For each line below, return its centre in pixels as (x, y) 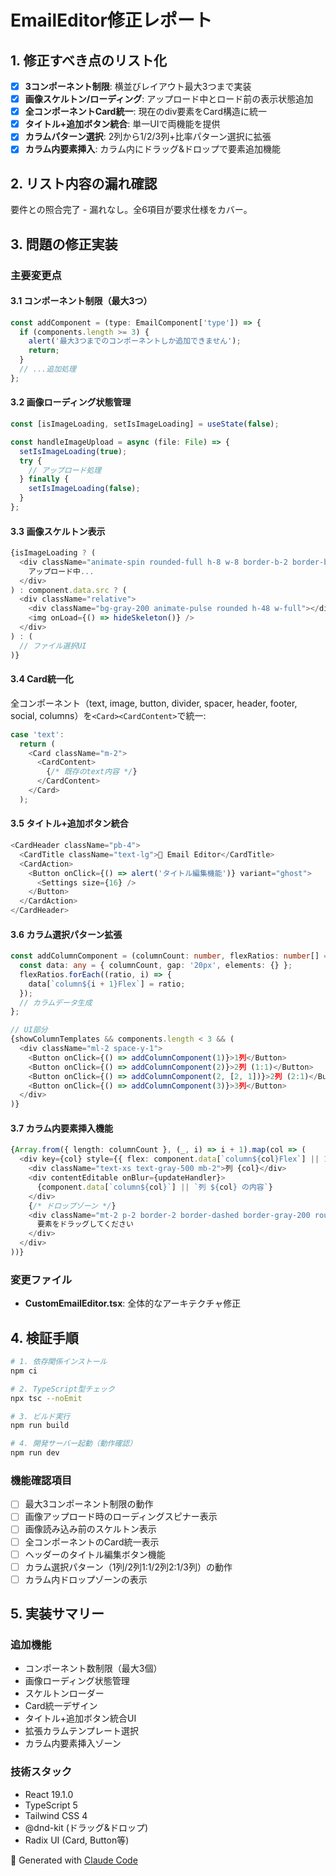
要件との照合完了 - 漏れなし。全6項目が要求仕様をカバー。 (131, 210)
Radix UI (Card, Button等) (77, 1840)
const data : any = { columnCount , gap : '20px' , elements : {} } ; (156, 966)
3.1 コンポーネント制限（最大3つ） (81, 301)
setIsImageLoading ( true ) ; (73, 451)
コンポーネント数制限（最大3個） (93, 1668)
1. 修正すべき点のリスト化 (88, 60)
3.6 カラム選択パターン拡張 (66, 934)
